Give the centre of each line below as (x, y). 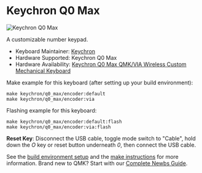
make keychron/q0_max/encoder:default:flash (64, 122)
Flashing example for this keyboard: (52, 110)
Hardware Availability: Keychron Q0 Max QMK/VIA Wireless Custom (101, 64)
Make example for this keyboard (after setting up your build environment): (100, 83)
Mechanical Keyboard (43, 70)
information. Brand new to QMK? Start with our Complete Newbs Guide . (97, 163)
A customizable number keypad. (47, 39)
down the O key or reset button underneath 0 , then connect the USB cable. (101, 145)
